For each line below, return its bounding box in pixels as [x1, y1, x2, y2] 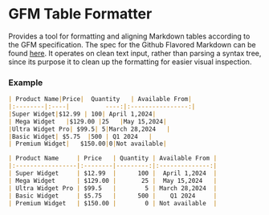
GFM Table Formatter [8, 5, 153, 23]
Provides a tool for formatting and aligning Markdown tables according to [8, 31, 251, 41]
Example [8, 77, 43, 88]
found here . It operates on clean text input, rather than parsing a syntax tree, [8, 48, 262, 58]
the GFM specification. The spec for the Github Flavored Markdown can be [8, 39, 256, 49]
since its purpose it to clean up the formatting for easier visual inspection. [8, 57, 252, 67]
